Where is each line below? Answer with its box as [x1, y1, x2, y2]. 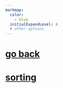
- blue [14, 17, 28, 22]
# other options [10, 26, 44, 32]
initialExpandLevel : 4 [10, 21, 58, 27]
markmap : [5, 7, 24, 13]
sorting [5, 72, 37, 83]
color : [10, 12, 24, 17]
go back [5, 48, 40, 60]
